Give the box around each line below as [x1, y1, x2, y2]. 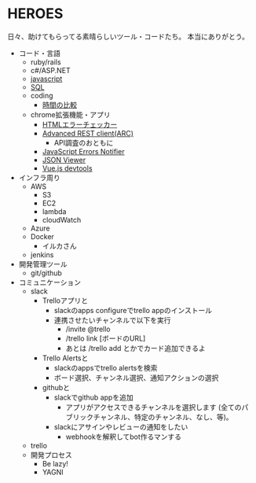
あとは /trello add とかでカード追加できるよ [65, 343, 206, 352]
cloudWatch [42, 215, 82, 224]
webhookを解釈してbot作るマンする [65, 432, 182, 441]
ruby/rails [30, 57, 61, 67]
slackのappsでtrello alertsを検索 [53, 363, 158, 372]
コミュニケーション [18, 277, 82, 287]
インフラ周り [18, 172, 60, 182]
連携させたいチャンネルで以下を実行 [53, 315, 171, 325]
